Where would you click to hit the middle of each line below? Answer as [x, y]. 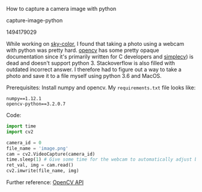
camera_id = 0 [24, 142]
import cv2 [20, 132]
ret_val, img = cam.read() [40, 165]
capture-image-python [35, 20]
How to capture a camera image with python [61, 9]
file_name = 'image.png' [37, 148]
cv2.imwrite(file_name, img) [43, 171]
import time [21, 126]
